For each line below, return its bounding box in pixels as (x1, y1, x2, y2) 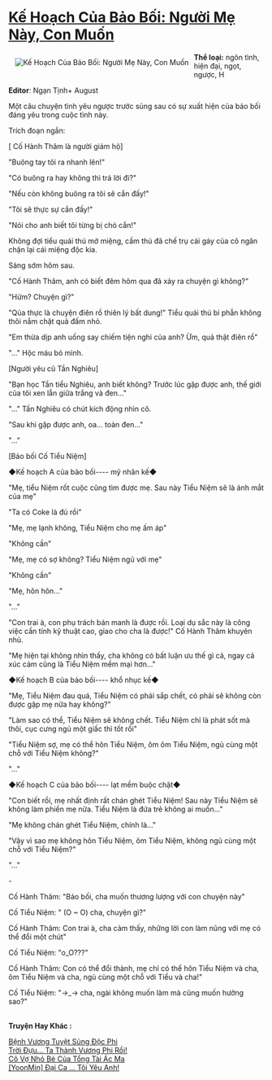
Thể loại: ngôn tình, (193, 52, 260, 62)
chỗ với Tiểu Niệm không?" (8, 748, 99, 758)
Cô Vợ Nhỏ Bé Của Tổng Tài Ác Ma (8, 1054, 125, 1064)
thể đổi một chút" (8, 932, 67, 942)
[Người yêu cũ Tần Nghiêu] (8, 363, 99, 374)
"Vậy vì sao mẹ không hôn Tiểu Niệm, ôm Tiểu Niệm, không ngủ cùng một (8, 835, 257, 846)
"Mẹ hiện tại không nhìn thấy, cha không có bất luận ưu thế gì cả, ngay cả (8, 650, 255, 660)
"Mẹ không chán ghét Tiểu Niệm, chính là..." (8, 820, 157, 829)
